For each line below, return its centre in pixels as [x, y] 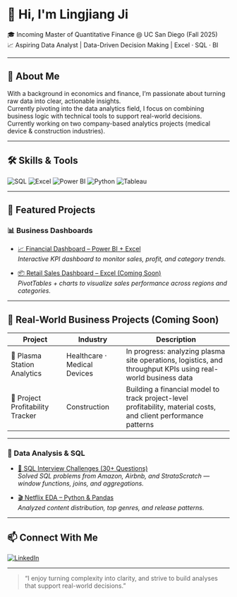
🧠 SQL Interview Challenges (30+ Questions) [83, 469]
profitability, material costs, [171, 407]
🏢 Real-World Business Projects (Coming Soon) [113, 319]
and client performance [165, 416]
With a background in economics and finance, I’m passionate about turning [116, 93]
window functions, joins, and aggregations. [81, 483]
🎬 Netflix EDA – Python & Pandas [66, 497]
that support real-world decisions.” [75, 586]
